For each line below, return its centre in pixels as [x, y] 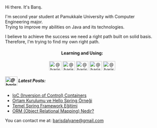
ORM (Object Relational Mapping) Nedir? [53, 111]
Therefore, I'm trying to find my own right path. [52, 42]
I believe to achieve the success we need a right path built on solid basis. [79, 37]
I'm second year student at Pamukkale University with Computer [70, 16]
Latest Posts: [32, 80]
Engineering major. [24, 22]
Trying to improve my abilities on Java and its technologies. [65, 27]
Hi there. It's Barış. [24, 7]
